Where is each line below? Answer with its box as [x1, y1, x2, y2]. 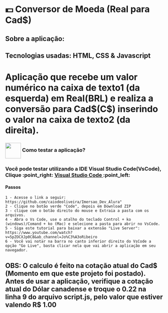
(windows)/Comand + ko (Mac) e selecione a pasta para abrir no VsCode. [5, 221, 160, 226]
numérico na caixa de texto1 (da [5, 82, 140, 94]
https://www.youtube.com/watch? [5, 230, 73, 235]
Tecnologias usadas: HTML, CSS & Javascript [5, 51, 151, 60]
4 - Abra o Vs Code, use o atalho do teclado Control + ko [5, 217, 131, 222]
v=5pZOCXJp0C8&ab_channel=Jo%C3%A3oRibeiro [5, 234, 98, 240]
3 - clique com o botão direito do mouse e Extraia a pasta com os [5, 208, 149, 213]
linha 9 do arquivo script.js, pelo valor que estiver [5, 292, 163, 301]
